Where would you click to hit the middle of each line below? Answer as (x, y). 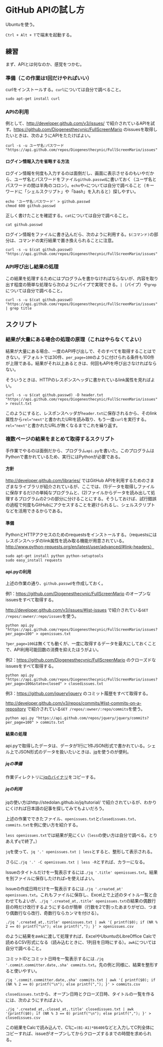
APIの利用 (17, 111)
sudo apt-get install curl (33, 99)
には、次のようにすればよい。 (35, 1000)
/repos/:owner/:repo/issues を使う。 (42, 616)
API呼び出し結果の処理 (32, 267)
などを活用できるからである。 (35, 511)
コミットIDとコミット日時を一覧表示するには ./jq (55, 958)
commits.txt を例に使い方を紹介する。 (43, 825)
